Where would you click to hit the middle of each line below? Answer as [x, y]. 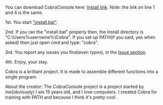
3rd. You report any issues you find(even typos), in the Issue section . [76, 52]
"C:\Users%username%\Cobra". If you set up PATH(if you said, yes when [80, 37]
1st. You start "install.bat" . [32, 22]
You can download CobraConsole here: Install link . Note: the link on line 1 [80, 7]
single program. [21, 77]
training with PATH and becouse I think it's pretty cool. [61, 97]
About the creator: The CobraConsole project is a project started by [75, 86]
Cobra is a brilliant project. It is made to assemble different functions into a [82, 71]
